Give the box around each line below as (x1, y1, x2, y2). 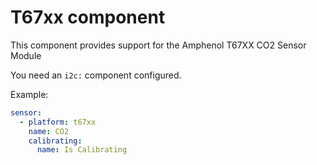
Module (10, 49, 42, 61)
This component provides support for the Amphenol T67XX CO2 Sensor (10, 39, 307, 51)
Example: (10, 88, 49, 100)
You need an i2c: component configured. (10, 69, 182, 81)
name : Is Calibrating (36, 145, 128, 155)
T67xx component (10, 6, 166, 29)
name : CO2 (28, 126, 70, 136)
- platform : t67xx (19, 117, 97, 127)
